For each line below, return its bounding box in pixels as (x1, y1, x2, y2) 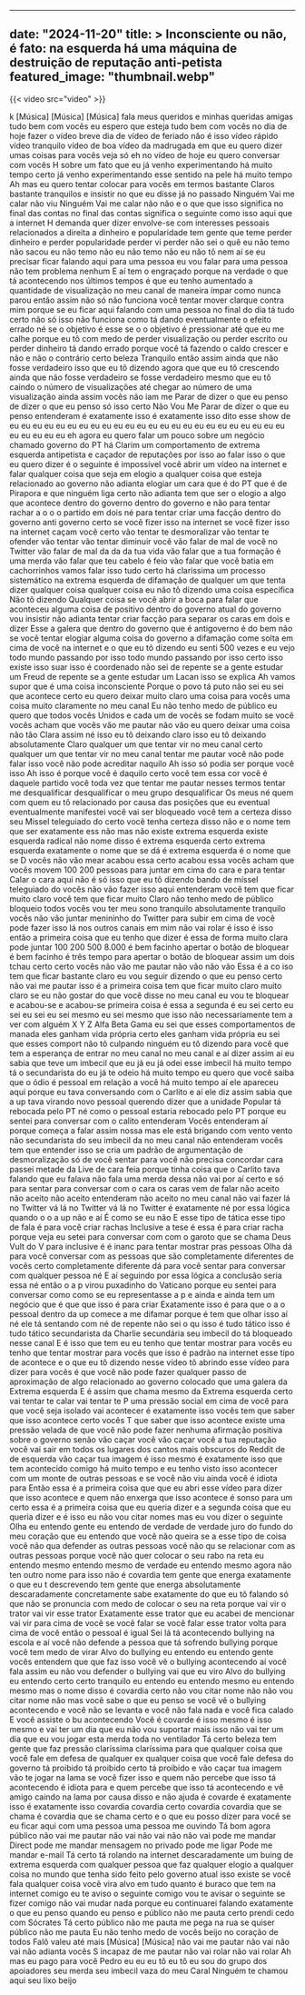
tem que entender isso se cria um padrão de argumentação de (9, 1144, 243, 1155)
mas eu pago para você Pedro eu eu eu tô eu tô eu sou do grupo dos (9, 1955, 268, 1966)
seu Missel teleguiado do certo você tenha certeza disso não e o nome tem (9, 815, 291, 827)
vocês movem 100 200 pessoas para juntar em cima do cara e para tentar (9, 864, 286, 875)
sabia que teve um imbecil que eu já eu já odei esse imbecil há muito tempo (9, 1057, 292, 1068)
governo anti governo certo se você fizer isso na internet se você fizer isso (9, 516, 290, 527)
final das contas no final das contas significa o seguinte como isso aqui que (9, 207, 293, 218)
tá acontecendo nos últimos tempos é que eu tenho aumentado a (9, 274, 253, 286)
